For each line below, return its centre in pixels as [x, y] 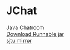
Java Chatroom [25, 27]
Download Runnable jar [35, 34]
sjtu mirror [19, 40]
